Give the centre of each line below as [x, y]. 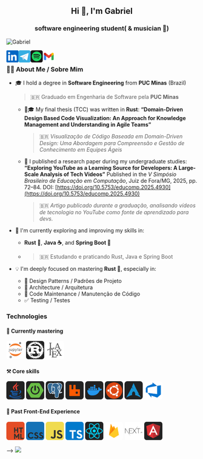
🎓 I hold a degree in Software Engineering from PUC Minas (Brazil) [101, 83]
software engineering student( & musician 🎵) [102, 29]
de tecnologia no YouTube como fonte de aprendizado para [114, 212]
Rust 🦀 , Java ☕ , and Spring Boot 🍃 [67, 242]
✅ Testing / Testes [47, 300]
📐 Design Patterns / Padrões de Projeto [73, 280]
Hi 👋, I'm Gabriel [102, 11]
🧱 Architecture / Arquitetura [58, 287]
